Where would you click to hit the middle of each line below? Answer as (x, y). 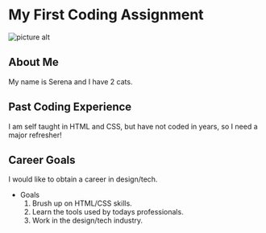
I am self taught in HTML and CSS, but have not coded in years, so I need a (133, 126)
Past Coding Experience (70, 107)
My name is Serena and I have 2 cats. (71, 81)
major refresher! (35, 135)
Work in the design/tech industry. (87, 221)
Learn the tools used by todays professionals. (108, 212)
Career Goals (42, 159)
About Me (33, 62)
